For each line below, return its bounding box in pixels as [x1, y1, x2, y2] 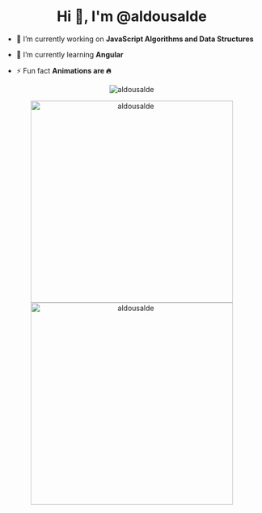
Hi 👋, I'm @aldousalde [56, 7, 208, 26]
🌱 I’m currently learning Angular [15, 49, 124, 59]
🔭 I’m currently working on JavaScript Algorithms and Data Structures [15, 34, 254, 44]
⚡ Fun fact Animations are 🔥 [15, 65, 112, 75]
